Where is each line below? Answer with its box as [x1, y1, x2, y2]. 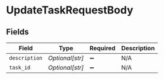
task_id [9, 64, 31, 71]
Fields [6, 27, 29, 37]
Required [89, 44, 116, 52]
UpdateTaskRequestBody [6, 4, 134, 17]
